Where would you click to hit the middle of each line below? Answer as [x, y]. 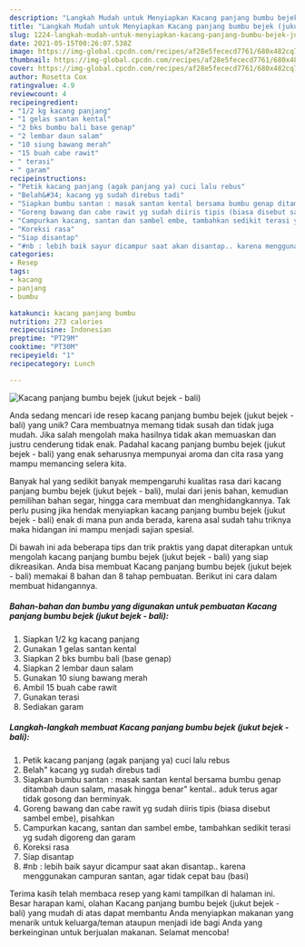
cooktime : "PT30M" [44, 347]
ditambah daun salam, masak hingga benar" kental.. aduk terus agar [150, 789]
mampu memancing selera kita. [68, 464]
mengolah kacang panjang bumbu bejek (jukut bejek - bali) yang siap [139, 556]
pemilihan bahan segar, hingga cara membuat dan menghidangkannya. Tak [150, 500]
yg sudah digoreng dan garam [79, 837]
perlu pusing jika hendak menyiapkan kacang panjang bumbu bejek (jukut [148, 510]
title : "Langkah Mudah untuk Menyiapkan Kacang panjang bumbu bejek [142, 26]
